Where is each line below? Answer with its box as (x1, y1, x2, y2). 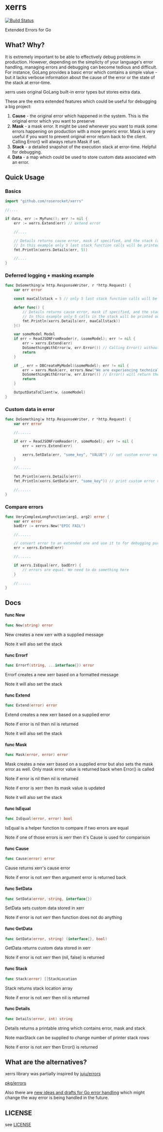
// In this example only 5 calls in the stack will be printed (22, 314, 153, 319)
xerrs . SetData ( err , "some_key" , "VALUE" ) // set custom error (22, 452, 151, 457)
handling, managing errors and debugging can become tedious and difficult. (5, 64, 158, 70)
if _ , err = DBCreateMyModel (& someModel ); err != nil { (14, 363, 130, 368)
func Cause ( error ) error (5, 856, 55, 861)
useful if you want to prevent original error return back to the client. (12, 133, 147, 139)
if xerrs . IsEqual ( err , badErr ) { (14, 563, 81, 568)
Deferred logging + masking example (5, 272, 95, 279)
